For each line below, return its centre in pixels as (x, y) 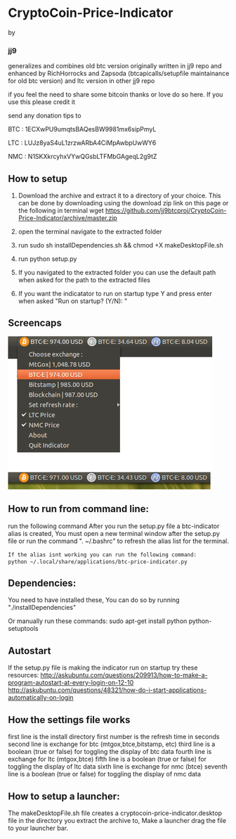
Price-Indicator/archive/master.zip (68, 218)
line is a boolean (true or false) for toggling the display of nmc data (105, 774)
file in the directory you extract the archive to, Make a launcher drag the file (117, 820)
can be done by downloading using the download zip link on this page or (123, 203)
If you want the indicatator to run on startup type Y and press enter (115, 294)
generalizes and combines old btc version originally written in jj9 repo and (115, 66)
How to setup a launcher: (64, 796)
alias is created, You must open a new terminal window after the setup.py (114, 533)
